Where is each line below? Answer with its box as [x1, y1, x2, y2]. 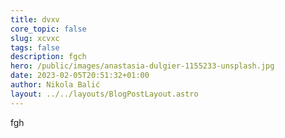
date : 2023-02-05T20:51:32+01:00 [10, 71, 150, 81]
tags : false [10, 42, 60, 53]
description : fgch [10, 52, 87, 62]
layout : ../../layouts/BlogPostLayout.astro [10, 89, 199, 99]
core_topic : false [10, 24, 87, 34]
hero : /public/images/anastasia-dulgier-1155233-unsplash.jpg [10, 61, 275, 71]
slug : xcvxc [10, 33, 60, 43]
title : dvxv [10, 14, 60, 25]
